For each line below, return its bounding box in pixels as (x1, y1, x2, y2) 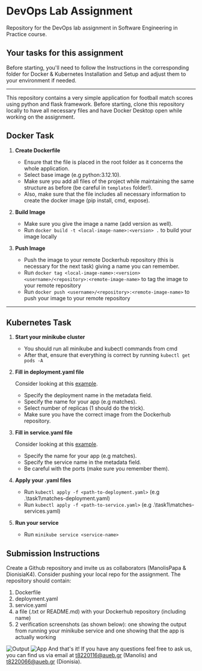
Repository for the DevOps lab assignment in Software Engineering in (6, 24, 178, 31)
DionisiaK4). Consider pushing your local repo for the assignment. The (6, 571, 181, 578)
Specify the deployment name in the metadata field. (23, 392, 153, 399)
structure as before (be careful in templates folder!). (23, 184, 153, 191)
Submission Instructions (6, 548, 100, 558)
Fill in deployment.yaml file (14, 368, 84, 376)
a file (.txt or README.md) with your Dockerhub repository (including (14, 608, 186, 615)
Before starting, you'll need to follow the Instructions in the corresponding (6, 64, 189, 71)
